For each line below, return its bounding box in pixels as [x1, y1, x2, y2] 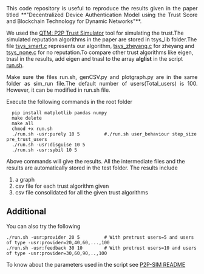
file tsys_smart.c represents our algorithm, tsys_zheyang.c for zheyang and [6, 43, 194, 49]
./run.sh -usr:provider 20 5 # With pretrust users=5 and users [6, 234, 194, 241]
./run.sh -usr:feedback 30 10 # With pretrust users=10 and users [6, 245, 197, 251]
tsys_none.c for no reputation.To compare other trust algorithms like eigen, [6, 49, 194, 56]
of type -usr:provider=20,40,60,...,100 [6, 239, 110, 245]
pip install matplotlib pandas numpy [12, 110, 107, 116]
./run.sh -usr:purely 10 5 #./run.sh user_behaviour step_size [12, 131, 197, 137]
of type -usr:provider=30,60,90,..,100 [6, 250, 107, 256]
